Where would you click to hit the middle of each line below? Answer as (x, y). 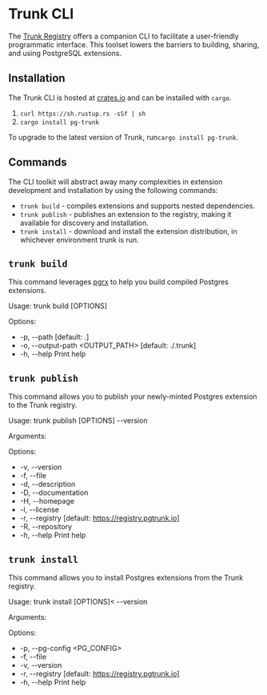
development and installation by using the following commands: (113, 190)
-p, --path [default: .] (54, 337)
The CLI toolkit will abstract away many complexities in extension (116, 182)
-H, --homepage (47, 501)
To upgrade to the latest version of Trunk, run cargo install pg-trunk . (124, 137)
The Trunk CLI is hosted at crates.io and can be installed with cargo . (120, 98)
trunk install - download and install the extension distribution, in (128, 231)
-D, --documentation (54, 492)
